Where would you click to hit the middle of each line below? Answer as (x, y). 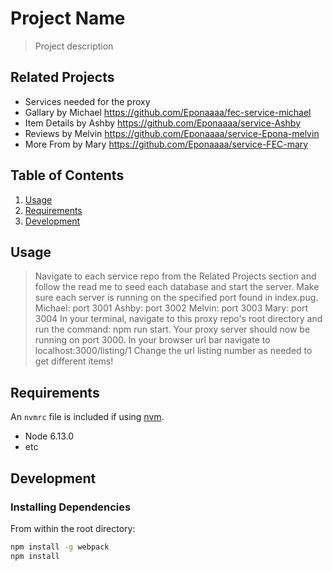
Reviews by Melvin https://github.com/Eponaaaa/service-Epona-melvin (172, 133)
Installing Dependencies (71, 507)
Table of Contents (67, 175)
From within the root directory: (73, 528)
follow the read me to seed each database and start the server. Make (177, 287)
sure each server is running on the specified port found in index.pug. (176, 298)
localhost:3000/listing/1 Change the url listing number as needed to (173, 351)
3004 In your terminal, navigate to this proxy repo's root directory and (178, 319)
